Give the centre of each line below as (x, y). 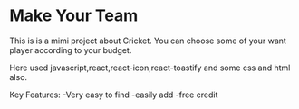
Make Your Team (74, 16)
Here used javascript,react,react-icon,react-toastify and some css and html (150, 68)
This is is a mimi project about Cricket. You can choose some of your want (148, 41)
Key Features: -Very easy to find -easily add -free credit (114, 95)
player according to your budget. (71, 50)
